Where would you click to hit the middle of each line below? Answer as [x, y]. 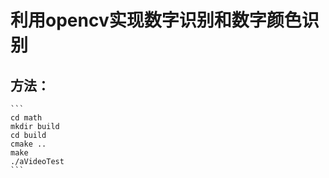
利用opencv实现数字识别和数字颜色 [156, 20]
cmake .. [28, 144]
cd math [26, 118]
